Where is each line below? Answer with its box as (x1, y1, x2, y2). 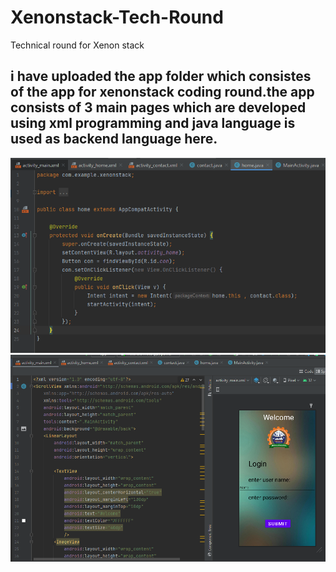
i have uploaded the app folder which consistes (10, 68, 312, 85)
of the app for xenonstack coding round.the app (10, 84, 315, 101)
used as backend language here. (10, 131, 218, 148)
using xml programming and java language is (10, 115, 296, 132)
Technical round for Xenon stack (10, 39, 145, 51)
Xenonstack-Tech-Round (10, 6, 224, 29)
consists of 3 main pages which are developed (10, 99, 307, 116)
